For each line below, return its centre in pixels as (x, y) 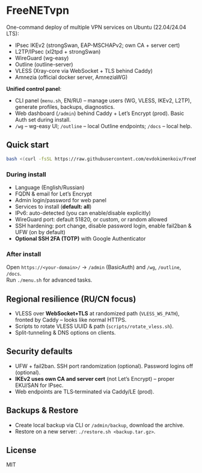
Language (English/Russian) (50, 187)
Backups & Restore (42, 411)
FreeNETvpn (38, 11)
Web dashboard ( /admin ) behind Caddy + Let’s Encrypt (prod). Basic (99, 113)
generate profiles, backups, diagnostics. (65, 107)
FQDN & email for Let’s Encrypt (53, 194)
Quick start (28, 145)
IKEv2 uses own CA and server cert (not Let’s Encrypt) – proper (95, 379)
